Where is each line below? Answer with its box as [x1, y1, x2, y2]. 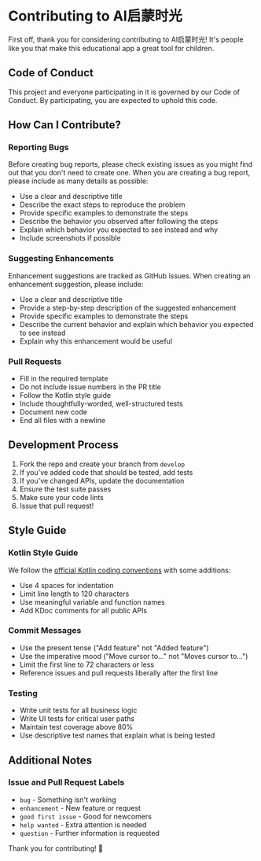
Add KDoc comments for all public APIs [19, 605, 148, 615]
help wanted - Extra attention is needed [19, 819, 147, 830]
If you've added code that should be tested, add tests [19, 467, 193, 476]
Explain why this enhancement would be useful [19, 336, 173, 346]
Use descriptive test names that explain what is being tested [19, 730, 215, 740]
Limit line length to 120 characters [19, 589, 130, 598]
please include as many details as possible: [8, 176, 149, 186]
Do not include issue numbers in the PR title [19, 382, 161, 392]
